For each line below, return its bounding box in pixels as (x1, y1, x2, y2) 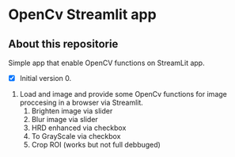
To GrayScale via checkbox (31, 132, 121, 141)
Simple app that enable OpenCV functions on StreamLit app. (8, 58, 205, 67)
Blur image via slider (31, 115, 99, 124)
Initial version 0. (19, 74, 72, 82)
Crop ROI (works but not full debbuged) (31, 140, 161, 150)
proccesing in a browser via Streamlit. (19, 98, 144, 108)
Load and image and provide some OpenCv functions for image (19, 90, 227, 99)
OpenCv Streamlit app (8, 6, 157, 24)
